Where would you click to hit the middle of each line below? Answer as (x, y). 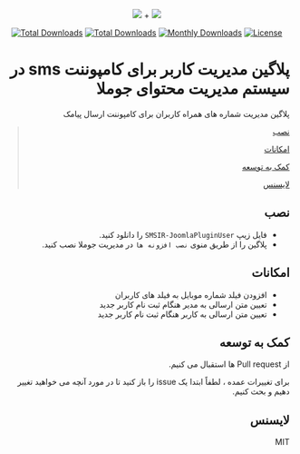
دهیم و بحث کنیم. (261, 391)
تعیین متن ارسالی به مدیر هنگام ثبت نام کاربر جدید (183, 304)
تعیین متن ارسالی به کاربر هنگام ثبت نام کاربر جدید (182, 314)
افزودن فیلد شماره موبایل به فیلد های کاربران (191, 294)
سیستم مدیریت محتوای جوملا (193, 89)
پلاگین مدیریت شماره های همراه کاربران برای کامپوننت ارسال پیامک (176, 113)
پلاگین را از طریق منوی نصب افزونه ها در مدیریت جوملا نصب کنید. (154, 244)
